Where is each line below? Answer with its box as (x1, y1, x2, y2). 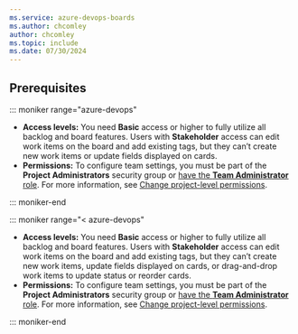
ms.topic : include (9, 38, 79, 48)
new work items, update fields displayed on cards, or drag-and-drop (22, 260, 278, 271)
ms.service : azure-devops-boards (9, 13, 135, 23)
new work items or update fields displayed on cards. (22, 150, 218, 161)
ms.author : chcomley (9, 22, 88, 31)
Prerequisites (9, 80, 87, 96)
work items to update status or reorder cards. (22, 270, 191, 281)
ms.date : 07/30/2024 (9, 47, 88, 56)
